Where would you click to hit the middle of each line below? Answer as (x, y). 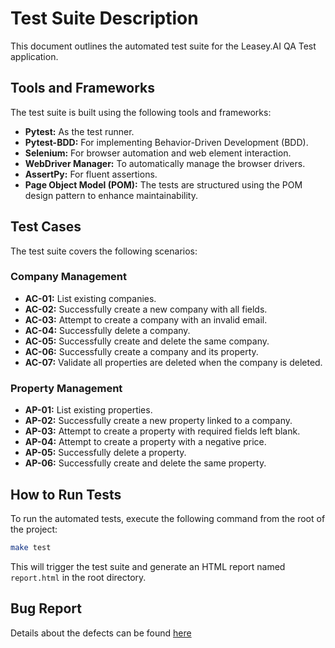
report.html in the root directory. (78, 577)
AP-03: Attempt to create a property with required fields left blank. (162, 431)
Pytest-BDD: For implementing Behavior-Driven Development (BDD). (166, 142)
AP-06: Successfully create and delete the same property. (145, 463)
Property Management (66, 388)
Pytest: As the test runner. (79, 131)
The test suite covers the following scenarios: (104, 251)
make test (31, 547)
